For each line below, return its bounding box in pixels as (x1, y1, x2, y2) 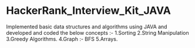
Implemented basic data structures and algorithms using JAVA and (6, 23, 167, 30)
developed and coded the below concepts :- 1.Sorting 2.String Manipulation (6, 29, 189, 36)
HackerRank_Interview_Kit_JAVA (6, 4, 172, 17)
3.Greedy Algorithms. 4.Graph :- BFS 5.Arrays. (6, 35, 118, 42)
